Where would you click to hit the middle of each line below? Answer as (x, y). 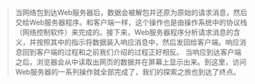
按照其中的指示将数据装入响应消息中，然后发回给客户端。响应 (138, 42)
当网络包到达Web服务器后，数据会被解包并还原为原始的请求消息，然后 (131, 12)
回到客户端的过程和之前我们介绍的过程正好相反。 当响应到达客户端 (131, 52)
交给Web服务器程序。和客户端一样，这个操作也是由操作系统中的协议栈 (131, 22)
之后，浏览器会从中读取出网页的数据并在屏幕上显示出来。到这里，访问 (131, 62)
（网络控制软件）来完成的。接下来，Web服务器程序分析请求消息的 (124, 32)
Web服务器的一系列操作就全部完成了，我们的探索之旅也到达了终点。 (127, 72)
